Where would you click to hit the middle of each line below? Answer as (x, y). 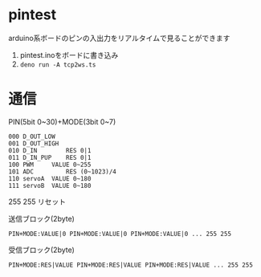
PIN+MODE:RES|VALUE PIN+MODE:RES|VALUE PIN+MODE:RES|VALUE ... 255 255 (130, 265)
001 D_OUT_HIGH (34, 143)
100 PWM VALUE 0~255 (50, 165)
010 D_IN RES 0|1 (50, 150)
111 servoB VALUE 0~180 (50, 185)
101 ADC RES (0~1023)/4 (62, 171)
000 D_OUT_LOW (32, 136)
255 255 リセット (37, 202)
